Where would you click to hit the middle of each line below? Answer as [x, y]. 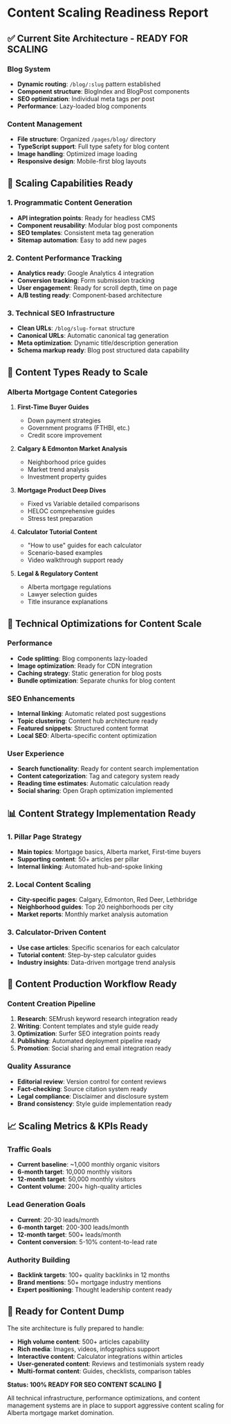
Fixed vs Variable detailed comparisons [84, 504]
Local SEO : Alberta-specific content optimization [87, 736]
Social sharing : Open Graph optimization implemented [95, 791]
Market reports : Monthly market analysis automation [92, 914]
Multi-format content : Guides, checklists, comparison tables [104, 1371]
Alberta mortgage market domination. [61, 1412]
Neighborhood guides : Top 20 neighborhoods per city [95, 907]
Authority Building [39, 1260]
